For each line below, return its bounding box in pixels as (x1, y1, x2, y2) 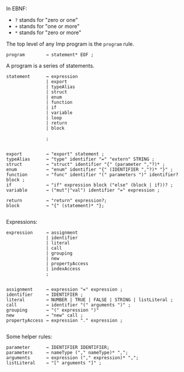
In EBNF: (6, 5, 28, 12)
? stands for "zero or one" (14, 17, 78, 23)
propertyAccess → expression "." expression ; (6, 318, 123, 324)
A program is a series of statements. (6, 62, 95, 69)
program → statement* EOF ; (6, 52, 94, 58)
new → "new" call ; (6, 312, 83, 318)
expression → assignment (6, 230, 78, 236)
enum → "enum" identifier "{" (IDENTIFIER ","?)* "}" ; (6, 167, 173, 172)
